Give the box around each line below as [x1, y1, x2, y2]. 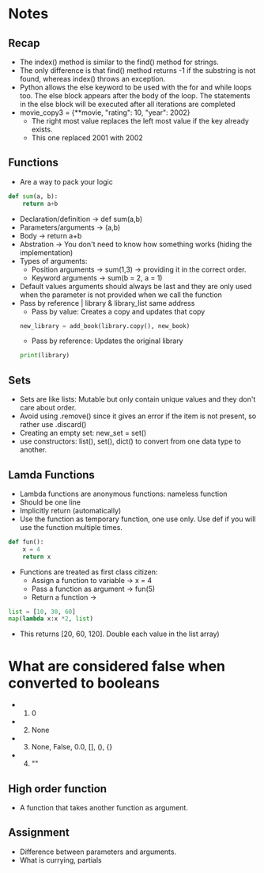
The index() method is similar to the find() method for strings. [19, 57, 219, 67]
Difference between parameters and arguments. [19, 847, 176, 856]
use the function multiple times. [19, 522, 123, 532]
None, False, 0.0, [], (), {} [31, 742, 113, 752]
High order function [8, 782, 107, 795]
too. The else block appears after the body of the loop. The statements [19, 91, 251, 100]
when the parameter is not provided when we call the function [19, 290, 223, 299]
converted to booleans [8, 674, 160, 692]
